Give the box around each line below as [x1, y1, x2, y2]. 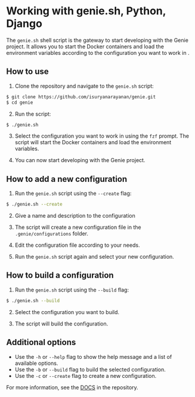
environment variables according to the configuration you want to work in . [6, 49, 190, 56]
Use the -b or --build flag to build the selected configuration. [14, 365, 166, 373]
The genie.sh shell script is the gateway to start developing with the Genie [6, 36, 189, 44]
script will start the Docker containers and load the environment [14, 139, 172, 146]
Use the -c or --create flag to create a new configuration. [14, 372, 157, 379]
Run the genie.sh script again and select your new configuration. [14, 253, 174, 260]
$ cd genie [6, 100, 33, 106]
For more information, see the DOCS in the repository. [6, 383, 138, 391]
